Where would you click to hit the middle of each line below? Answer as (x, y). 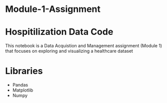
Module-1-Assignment (53, 9)
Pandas (20, 85)
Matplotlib (23, 90)
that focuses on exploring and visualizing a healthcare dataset (69, 51)
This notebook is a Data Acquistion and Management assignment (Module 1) (84, 46)
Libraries (24, 71)
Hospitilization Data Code (59, 32)
